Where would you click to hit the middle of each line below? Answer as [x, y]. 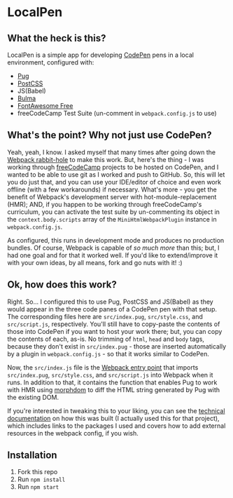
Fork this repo [37, 472]
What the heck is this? [57, 38]
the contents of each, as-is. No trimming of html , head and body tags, [106, 339]
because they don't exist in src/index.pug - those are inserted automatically [117, 346]
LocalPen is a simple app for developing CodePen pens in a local [101, 55]
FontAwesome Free [45, 106]
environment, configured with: [51, 62]
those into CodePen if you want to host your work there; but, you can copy [115, 331]
